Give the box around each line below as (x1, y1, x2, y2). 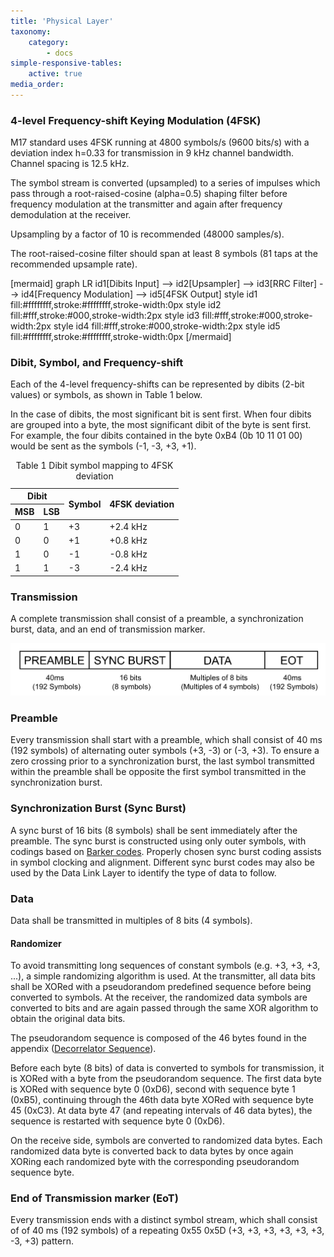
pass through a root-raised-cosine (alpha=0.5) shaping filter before (10, 188, 288, 200)
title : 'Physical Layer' (10, 16, 114, 26)
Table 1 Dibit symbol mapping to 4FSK (15, 460, 174, 472)
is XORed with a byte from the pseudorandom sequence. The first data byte (10, 1073, 323, 1085)
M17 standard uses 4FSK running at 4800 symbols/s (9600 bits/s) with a (10, 136, 310, 149)
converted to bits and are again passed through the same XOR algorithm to (10, 1002, 319, 1014)
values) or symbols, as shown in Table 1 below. (10, 389, 203, 401)
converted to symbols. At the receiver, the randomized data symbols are (10, 991, 308, 1004)
